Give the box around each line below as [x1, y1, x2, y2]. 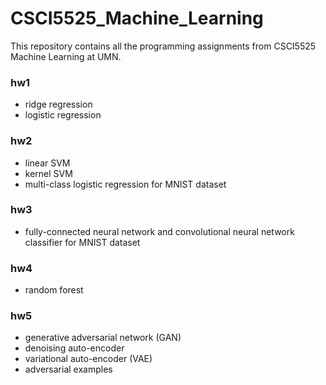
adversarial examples [24, 363, 113, 376]
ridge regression [24, 98, 93, 111]
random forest [24, 284, 84, 296]
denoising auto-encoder [24, 342, 125, 354]
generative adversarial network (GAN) [24, 332, 182, 344]
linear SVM [24, 157, 71, 169]
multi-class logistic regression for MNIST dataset [24, 178, 227, 190]
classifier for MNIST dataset [24, 236, 141, 248]
